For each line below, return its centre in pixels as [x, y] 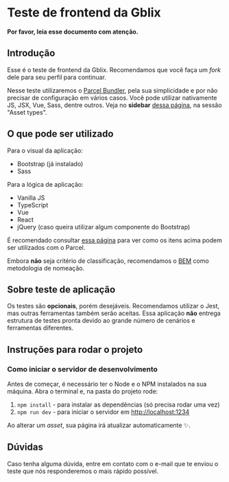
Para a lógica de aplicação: [45, 184]
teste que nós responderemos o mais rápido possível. [83, 471]
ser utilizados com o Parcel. [46, 247]
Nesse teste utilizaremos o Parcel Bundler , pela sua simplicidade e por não [112, 90]
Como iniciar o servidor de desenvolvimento [82, 369]
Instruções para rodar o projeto [75, 349]
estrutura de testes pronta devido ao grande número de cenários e [101, 321]
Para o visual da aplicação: [45, 150]
